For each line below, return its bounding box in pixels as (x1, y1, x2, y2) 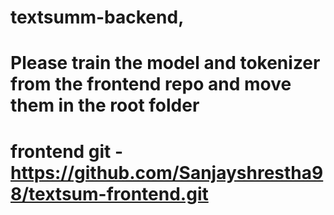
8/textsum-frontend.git (10, 182, 209, 205)
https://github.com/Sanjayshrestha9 (10, 161, 324, 184)
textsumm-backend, (10, 6, 185, 29)
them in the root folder (10, 94, 200, 117)
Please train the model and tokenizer (10, 52, 321, 75)
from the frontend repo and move (10, 73, 292, 96)
